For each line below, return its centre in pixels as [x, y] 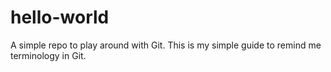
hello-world [60, 17]
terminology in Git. [48, 55]
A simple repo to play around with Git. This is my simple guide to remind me [166, 45]
